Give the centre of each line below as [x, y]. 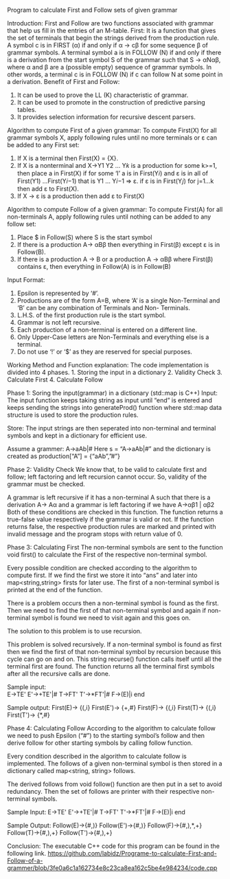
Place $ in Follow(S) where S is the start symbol [84, 237]
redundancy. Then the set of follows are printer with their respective [103, 791]
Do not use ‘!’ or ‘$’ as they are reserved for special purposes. [104, 351]
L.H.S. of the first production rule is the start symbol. [91, 315]
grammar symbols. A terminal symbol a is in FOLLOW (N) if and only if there [114, 52]
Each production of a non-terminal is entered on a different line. [107, 330]
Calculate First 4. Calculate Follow [55, 380]
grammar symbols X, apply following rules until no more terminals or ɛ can [112, 138]
